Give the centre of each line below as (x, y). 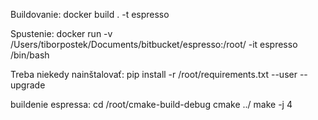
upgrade (28, 85)
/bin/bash (30, 55)
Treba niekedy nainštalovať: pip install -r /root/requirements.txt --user (154, 74)
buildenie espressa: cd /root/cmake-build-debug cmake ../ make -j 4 (151, 104)
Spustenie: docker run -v (61, 33)
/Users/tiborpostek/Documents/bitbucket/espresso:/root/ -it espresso (154, 44)
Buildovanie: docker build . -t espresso (90, 14)
